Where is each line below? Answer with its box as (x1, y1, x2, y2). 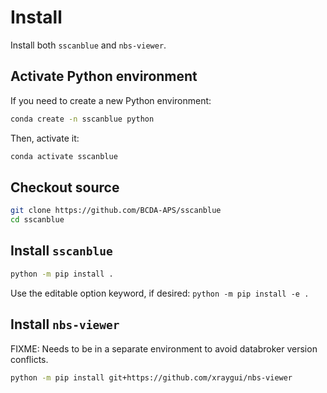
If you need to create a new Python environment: (10, 94, 212, 106)
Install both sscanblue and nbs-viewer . (10, 39, 167, 51)
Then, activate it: (10, 132, 80, 144)
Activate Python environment (10, 68, 198, 85)
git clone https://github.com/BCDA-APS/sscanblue (10, 206, 222, 216)
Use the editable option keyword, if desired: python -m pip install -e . (10, 287, 310, 299)
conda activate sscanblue (10, 151, 118, 161)
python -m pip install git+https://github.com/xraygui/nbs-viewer (10, 372, 293, 383)
